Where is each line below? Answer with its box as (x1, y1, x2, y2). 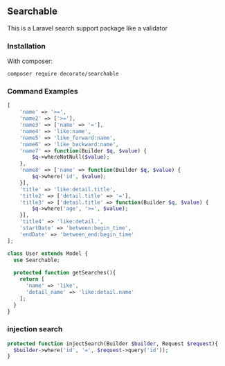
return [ (19, 276, 45, 283)
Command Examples (7, 87, 78, 96)
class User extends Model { (7, 250, 89, 257)
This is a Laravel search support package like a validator (7, 24, 168, 32)
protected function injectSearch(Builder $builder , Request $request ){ (7, 340, 218, 347)
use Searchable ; (13, 256, 60, 263)
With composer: (7, 57, 53, 65)
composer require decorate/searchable (7, 71, 119, 78)
